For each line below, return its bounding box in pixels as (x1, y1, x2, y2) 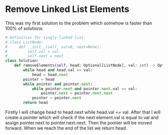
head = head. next (31, 72, 68, 77)
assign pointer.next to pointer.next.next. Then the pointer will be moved (5, 120, 152, 126)
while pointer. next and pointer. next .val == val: (31, 86, 137, 91)
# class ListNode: (5, 39, 43, 44)
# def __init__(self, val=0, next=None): (5, 44, 101, 49)
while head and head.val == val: (23, 67, 93, 73)
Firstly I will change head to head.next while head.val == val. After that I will (5, 109, 161, 115)
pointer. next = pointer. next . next (40, 91, 113, 96)
